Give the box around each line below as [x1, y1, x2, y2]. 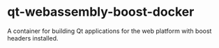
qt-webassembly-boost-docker [7, 4, 195, 20]
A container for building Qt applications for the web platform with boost [7, 27, 212, 35]
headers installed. [7, 34, 59, 42]
